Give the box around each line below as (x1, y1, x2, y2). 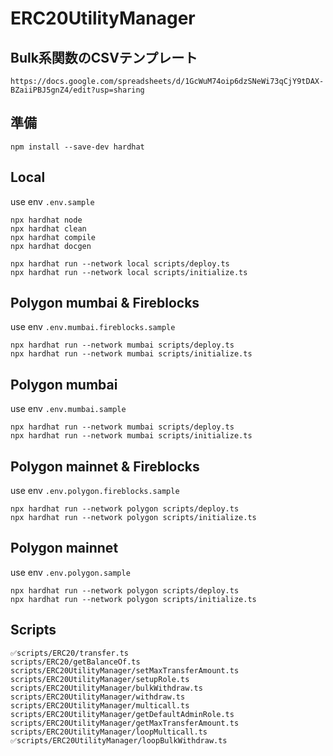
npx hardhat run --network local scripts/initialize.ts (10, 267, 248, 277)
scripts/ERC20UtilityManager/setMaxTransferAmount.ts (10, 665, 240, 676)
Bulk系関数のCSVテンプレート (10, 49, 198, 66)
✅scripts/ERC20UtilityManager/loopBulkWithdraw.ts (10, 735, 228, 746)
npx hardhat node (10, 215, 83, 225)
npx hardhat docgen (10, 241, 92, 251)
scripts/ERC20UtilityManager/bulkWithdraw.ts (10, 683, 203, 693)
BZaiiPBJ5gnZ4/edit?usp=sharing (10, 85, 145, 95)
